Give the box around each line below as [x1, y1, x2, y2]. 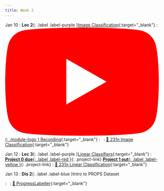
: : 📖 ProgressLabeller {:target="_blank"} [5, 181, 87, 187]
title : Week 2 [5, 8, 34, 13]
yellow [5, 162, 19, 168]
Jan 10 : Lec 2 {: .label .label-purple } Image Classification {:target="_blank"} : [5, 22, 158, 28]
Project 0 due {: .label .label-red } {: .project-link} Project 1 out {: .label [5, 156, 144, 162]
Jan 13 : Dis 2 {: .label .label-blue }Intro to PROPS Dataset [5, 171, 120, 177]
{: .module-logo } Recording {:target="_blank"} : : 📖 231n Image [5, 137, 133, 143]
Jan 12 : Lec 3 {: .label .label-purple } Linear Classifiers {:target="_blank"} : [5, 151, 152, 157]
